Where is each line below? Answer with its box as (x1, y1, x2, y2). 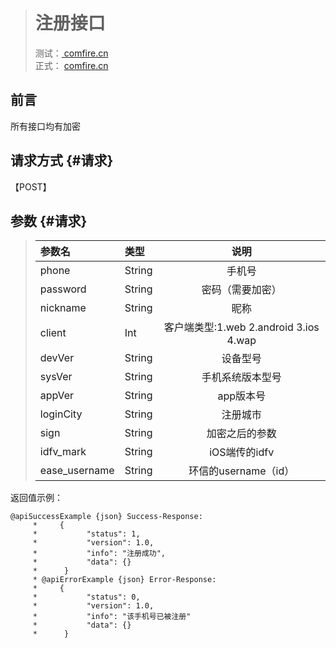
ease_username (39, 464, 115, 478)
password (39, 282, 87, 296)
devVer (39, 351, 75, 365)
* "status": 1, (32, 529, 141, 539)
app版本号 (217, 389, 267, 403)
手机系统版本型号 (201, 370, 282, 384)
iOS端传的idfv (209, 445, 275, 459)
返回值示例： (10, 492, 63, 504)
